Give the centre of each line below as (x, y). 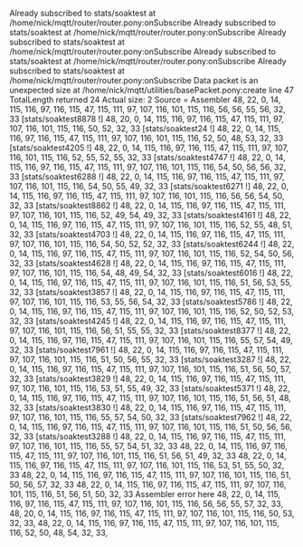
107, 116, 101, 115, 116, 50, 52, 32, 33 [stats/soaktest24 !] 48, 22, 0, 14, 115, (145, 129)
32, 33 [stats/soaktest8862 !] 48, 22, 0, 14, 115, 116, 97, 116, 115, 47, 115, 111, (148, 206)
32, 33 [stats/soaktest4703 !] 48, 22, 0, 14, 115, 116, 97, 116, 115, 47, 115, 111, (148, 234)
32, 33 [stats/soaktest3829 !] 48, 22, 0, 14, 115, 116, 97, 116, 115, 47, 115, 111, (148, 379)
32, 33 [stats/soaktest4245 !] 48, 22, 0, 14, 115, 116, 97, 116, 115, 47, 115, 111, (148, 321)
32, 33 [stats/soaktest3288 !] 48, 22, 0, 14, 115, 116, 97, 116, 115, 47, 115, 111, (148, 437)
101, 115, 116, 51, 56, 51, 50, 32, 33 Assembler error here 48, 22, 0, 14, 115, (145, 494)
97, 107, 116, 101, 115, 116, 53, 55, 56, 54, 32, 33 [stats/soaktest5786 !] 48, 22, (151, 302)
